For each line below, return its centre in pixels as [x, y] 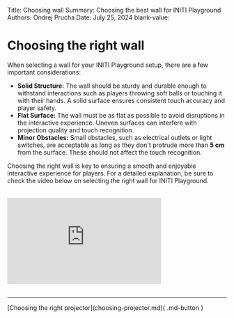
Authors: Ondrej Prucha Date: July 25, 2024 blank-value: [88, 17]
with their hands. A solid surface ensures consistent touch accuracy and [121, 100]
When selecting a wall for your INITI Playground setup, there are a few [108, 65]
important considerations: [44, 72]
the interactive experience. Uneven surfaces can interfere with [107, 123]
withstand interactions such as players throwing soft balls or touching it [120, 93]
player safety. [37, 108]
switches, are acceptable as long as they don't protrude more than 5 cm [121, 145]
